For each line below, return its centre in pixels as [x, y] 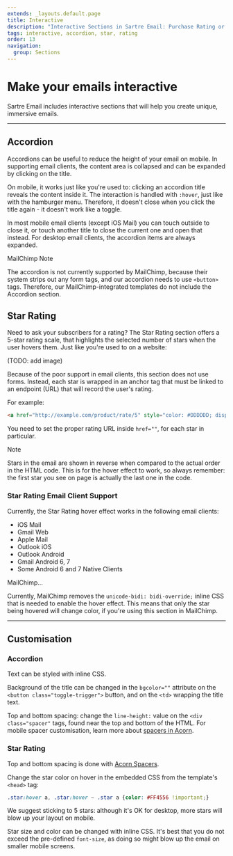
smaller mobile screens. [41, 846]
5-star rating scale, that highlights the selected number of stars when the [112, 340]
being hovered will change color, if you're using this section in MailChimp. [113, 610]
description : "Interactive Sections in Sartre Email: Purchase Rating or [116, 26]
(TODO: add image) [35, 361]
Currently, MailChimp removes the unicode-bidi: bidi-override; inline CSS [115, 596]
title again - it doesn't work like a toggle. [65, 209]
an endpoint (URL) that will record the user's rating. [80, 389]
